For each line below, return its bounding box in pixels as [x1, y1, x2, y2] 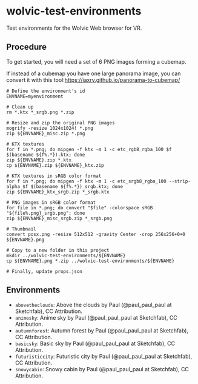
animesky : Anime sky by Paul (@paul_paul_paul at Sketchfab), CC [15, 314, 177, 321]
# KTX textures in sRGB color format [6, 173, 102, 179]
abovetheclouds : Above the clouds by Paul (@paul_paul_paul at [15, 301, 172, 308]
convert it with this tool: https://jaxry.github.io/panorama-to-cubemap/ [6, 76, 180, 83]
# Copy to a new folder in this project [6, 247, 110, 253]
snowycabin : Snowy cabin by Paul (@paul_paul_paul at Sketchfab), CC [15, 365, 190, 372]
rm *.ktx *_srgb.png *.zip [6, 109, 74, 115]
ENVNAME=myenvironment [6, 93, 64, 99]
